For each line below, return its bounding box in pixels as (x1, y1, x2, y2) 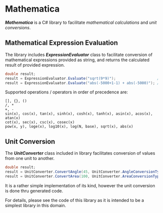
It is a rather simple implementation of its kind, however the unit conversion (5, 182, 155, 188)
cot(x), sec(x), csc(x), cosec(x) (5, 120, 75, 125)
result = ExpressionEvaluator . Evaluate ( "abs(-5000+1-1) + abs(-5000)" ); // (5, 80, 162, 86)
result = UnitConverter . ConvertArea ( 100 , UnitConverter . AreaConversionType (5, 174, 162, 178)
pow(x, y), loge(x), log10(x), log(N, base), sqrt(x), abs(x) (5, 124, 133, 129)
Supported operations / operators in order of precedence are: (5, 89, 128, 95)
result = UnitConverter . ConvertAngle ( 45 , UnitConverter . (5, 169, 123, 175)
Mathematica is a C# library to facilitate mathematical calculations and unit (5, 19, 157, 25)
